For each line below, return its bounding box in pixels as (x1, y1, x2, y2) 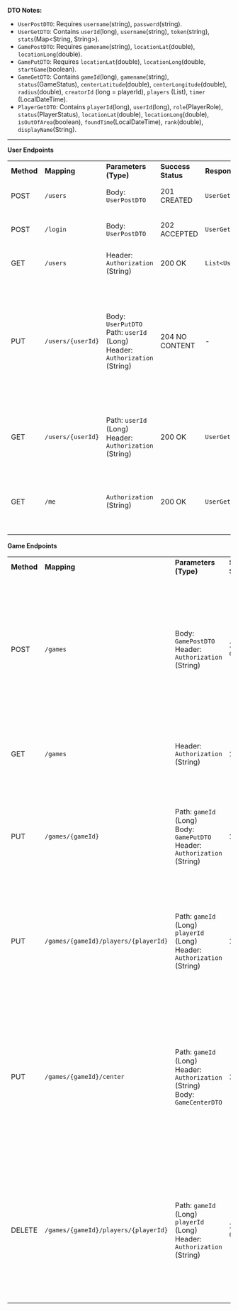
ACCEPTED (160, 229, 198, 238)
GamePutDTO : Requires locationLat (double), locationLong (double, (17, 57, 206, 66)
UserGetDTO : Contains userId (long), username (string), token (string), (17, 28, 210, 35)
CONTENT (160, 341, 195, 350)
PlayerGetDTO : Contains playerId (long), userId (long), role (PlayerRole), (17, 103, 223, 111)
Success (160, 162, 191, 171)
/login (45, 226, 67, 233)
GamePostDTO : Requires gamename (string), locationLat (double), (17, 43, 195, 50)
